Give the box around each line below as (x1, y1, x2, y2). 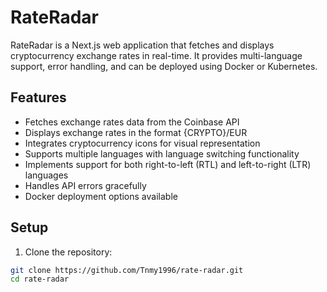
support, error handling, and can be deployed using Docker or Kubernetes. (10, 60, 318, 72)
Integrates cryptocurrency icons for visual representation (24, 137, 261, 149)
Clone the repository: (24, 246, 113, 258)
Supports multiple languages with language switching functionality (24, 147, 300, 160)
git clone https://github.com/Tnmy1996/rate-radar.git (10, 265, 244, 275)
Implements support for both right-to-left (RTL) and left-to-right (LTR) (24, 158, 312, 170)
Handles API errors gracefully (24, 179, 147, 191)
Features (10, 89, 67, 106)
